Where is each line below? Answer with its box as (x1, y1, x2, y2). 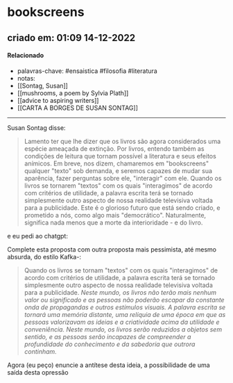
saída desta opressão (7, 368, 69, 376)
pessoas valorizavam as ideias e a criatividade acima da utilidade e (24, 318, 220, 326)
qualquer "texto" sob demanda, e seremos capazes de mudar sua (24, 166, 213, 174)
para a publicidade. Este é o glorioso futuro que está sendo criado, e (24, 203, 221, 212)
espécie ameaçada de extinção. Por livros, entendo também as (24, 144, 205, 153)
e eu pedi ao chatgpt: (7, 231, 68, 240)
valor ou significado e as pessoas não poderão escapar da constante (24, 295, 225, 304)
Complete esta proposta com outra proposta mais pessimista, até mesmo (7, 245, 217, 254)
